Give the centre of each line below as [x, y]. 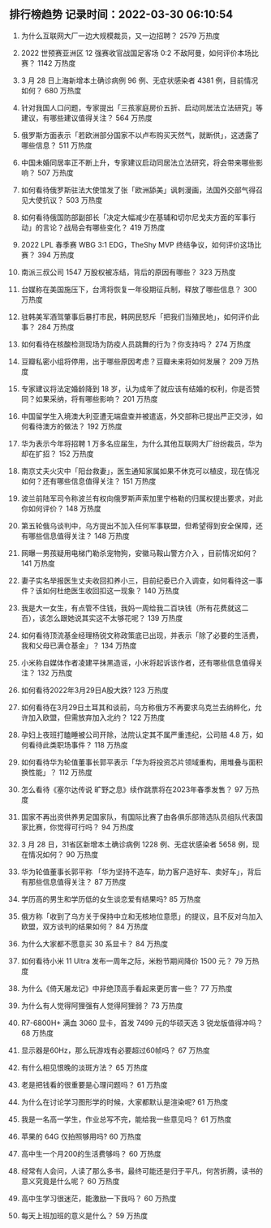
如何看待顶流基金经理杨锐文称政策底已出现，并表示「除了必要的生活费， [142, 635]
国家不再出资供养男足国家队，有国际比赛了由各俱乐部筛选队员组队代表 [138, 817]
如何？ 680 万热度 [51, 90]
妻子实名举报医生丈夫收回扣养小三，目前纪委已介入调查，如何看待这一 [138, 580]
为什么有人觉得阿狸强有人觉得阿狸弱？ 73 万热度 [102, 1006]
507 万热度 [55, 172]
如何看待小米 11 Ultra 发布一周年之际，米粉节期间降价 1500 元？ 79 [132, 961]
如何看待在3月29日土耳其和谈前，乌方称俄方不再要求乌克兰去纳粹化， [138, 707]
